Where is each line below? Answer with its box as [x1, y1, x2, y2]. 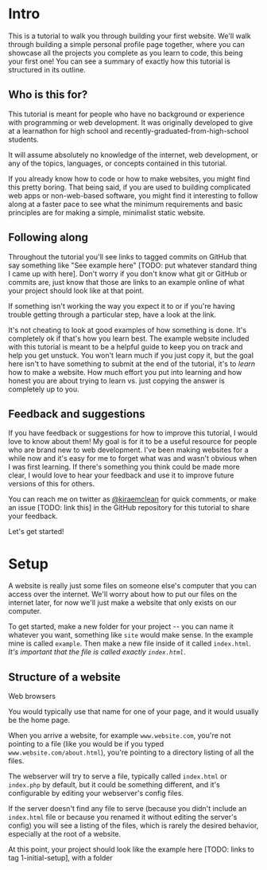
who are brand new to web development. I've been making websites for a [8, 445, 249, 455]
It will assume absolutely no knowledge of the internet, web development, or [8, 150, 258, 159]
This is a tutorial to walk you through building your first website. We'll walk [8, 31, 252, 41]
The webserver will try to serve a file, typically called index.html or [8, 771, 228, 781]
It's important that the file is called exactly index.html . [8, 647, 186, 657]
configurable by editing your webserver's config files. [8, 789, 184, 798]
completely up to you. [8, 384, 79, 394]
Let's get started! [8, 527, 65, 536]
